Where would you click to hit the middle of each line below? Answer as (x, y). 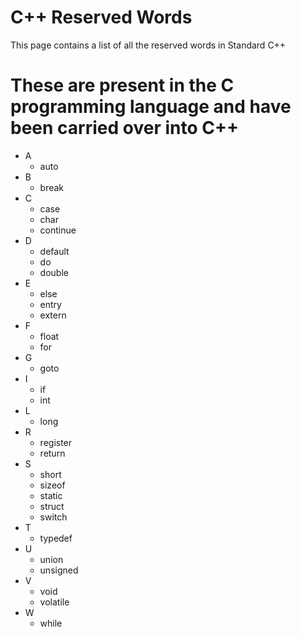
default (54, 251)
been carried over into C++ (124, 128)
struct (52, 506)
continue (58, 230)
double (54, 272)
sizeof (52, 485)
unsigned (59, 570)
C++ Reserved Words (101, 17)
